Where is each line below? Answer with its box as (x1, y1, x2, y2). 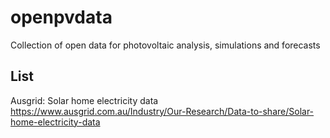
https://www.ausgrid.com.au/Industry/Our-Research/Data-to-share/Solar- (10, 105, 315, 117)
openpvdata (10, 6, 113, 29)
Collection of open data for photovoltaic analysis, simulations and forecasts (10, 39, 321, 51)
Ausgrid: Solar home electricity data (10, 94, 159, 106)
